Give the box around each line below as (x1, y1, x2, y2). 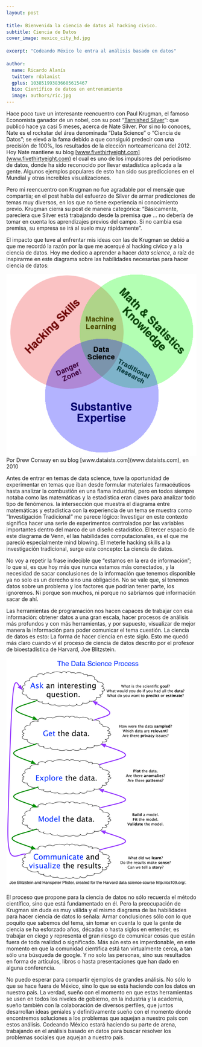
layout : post (6, 10, 39, 16)
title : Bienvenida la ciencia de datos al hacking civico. (6, 22, 158, 28)
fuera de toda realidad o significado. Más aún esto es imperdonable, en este (6, 939, 196, 946)
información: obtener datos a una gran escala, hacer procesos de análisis (6, 614, 189, 621)
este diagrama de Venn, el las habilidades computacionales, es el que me (6, 533, 189, 540)
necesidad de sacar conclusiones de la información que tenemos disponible (6, 570, 196, 577)
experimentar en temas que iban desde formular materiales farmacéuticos (6, 481, 191, 488)
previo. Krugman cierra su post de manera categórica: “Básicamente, (6, 206, 178, 212)
